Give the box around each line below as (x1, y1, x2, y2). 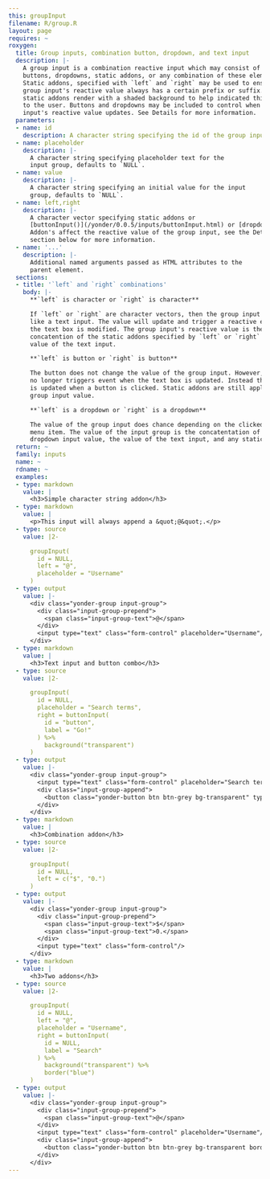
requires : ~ (8, 34, 48, 43)
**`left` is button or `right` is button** (29, 354, 178, 362)
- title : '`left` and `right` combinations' (15, 280, 167, 289)
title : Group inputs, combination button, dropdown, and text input (15, 49, 250, 57)
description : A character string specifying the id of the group (22, 131, 247, 139)
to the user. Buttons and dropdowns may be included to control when (22, 101, 261, 109)
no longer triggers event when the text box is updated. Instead (29, 377, 253, 385)
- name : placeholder (15, 138, 84, 147)
